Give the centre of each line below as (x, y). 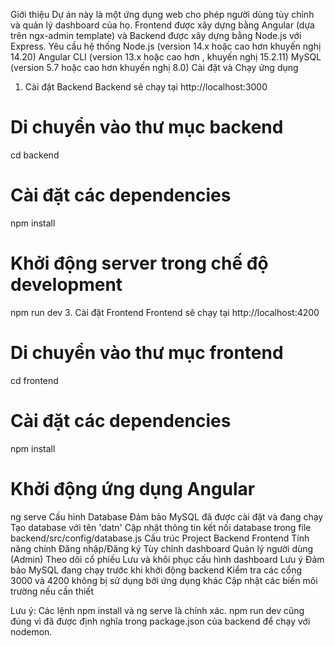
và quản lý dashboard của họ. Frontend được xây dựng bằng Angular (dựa (162, 25)
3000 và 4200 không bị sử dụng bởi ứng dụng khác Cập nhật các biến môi (164, 580)
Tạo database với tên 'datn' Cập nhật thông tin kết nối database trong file (161, 527)
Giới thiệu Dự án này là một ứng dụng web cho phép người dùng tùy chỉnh (162, 14)
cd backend (35, 155)
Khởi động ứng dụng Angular (133, 488)
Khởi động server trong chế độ (139, 263)
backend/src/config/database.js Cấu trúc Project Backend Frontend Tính (160, 538)
